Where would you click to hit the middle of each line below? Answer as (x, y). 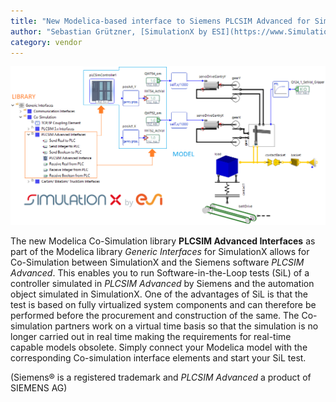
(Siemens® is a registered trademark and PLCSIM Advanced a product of (161, 377)
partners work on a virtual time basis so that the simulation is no (186, 326)
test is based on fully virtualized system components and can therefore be (163, 304)
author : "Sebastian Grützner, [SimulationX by (109, 31)
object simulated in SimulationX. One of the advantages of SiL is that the (159, 294)
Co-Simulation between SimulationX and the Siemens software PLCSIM (157, 262)
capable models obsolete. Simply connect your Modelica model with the (159, 347)
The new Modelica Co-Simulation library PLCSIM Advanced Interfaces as (163, 241)
